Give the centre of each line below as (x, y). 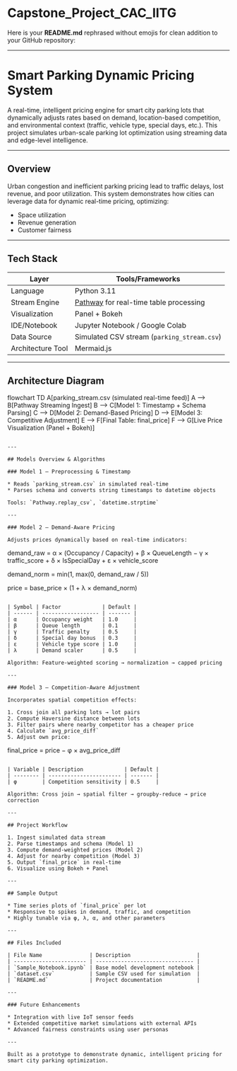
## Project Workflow (38, 825)
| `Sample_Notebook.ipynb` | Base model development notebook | (104, 968)
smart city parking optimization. (58, 1061)
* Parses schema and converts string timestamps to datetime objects (112, 491)
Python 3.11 (96, 290)
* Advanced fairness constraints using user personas (88, 1030)
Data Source (31, 336)
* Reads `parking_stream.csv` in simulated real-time (88, 484)
